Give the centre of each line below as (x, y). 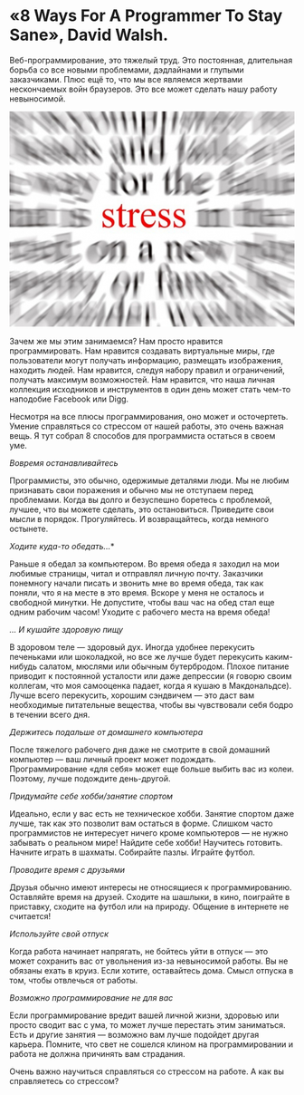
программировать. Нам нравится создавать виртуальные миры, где (142, 351)
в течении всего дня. (50, 715)
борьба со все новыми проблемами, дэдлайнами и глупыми (127, 70)
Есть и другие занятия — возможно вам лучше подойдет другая (134, 1035)
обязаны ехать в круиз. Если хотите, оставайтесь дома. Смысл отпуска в (152, 971)
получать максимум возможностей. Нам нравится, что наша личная (142, 380)
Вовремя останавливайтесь (64, 463)
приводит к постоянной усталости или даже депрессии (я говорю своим (151, 676)
